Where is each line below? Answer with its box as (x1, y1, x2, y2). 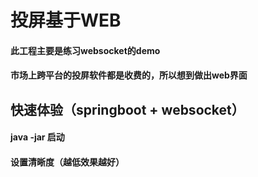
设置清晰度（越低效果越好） (10, 156, 125, 168)
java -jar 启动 (10, 131, 65, 143)
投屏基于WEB (10, 9, 122, 32)
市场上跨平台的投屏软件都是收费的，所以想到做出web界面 (10, 69, 248, 81)
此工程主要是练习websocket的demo (10, 44, 161, 56)
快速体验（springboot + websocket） (10, 101, 245, 118)
